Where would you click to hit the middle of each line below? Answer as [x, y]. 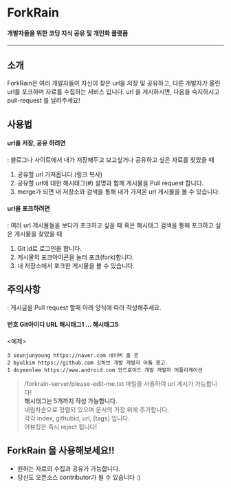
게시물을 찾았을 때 [38, 234]
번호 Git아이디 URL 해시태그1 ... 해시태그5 [63, 325]
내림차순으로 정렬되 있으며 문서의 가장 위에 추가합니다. [97, 410]
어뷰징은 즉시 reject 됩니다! [60, 427]
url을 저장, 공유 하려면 [36, 143]
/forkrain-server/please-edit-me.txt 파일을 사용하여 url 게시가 [109, 384]
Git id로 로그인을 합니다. [49, 248]
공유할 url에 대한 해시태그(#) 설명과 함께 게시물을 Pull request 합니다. [110, 183]
